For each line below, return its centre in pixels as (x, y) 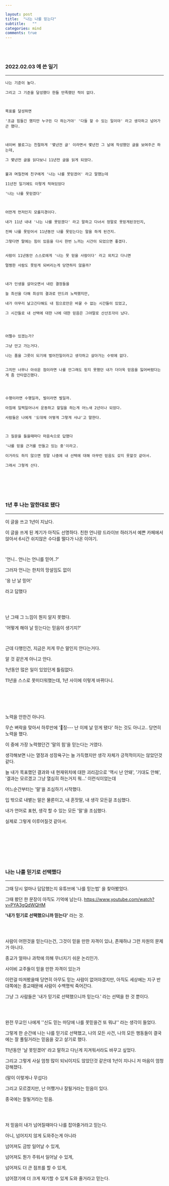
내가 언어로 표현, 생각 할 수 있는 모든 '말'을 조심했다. (56, 810)
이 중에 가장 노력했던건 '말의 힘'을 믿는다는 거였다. (54, 744)
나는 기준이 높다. (21, 83)
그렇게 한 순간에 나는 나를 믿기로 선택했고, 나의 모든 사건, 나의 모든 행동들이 (79, 1033)
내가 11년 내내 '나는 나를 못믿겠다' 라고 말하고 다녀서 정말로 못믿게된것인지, (75, 222)
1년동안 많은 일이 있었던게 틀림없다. (40, 670)
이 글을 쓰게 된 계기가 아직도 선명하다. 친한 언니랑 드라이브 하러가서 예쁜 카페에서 (84, 532)
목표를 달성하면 (18, 111)
